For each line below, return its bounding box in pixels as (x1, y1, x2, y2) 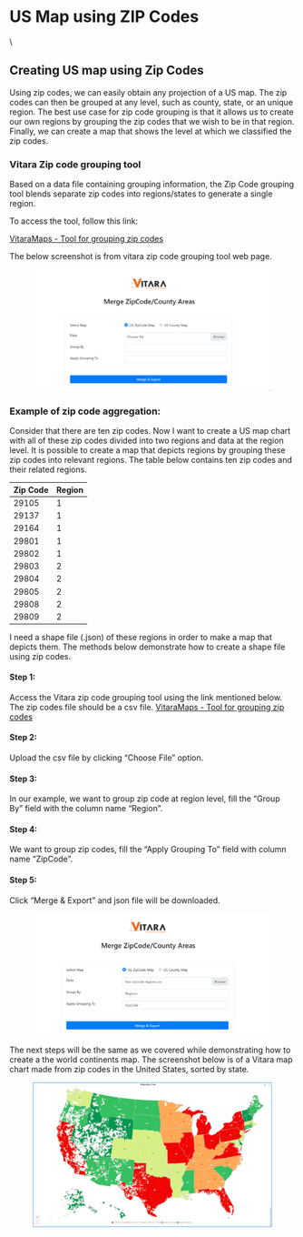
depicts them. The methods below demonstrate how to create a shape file (9, 641, 286, 652)
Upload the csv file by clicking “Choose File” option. (9, 752, 204, 763)
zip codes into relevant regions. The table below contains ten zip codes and (9, 455, 293, 465)
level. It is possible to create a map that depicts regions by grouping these (9, 445, 286, 456)
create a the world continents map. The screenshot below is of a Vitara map (9, 1054, 293, 1065)
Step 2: (9, 732, 38, 743)
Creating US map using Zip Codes (9, 63, 204, 78)
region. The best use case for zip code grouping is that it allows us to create (9, 106, 294, 117)
